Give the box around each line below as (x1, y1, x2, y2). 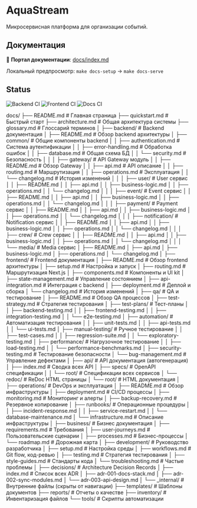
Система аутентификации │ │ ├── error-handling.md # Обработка (6, 143, 172, 150)
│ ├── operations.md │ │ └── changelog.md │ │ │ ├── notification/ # (6, 212, 179, 219)
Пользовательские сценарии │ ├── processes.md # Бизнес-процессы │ (6, 432, 189, 439)
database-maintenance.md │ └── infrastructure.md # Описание (6, 413, 164, 420)
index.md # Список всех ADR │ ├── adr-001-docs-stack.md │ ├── (6, 470, 172, 477)
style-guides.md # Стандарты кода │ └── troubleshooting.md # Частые (6, 457, 184, 464)
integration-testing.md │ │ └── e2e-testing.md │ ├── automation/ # (6, 313, 173, 320)
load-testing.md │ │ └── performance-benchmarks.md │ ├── (6, 344, 159, 351)
